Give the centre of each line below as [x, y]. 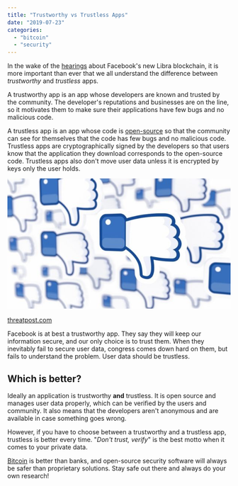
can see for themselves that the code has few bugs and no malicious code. [117, 139]
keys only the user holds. [44, 169]
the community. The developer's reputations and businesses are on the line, [118, 102]
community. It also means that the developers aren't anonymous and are [113, 410]
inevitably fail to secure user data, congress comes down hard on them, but [118, 349]
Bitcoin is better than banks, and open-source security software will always [117, 460]
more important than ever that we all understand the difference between [113, 74]
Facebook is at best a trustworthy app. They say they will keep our [104, 334]
